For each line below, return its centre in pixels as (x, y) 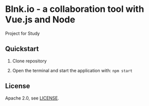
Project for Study (23, 33)
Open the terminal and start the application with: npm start (72, 70)
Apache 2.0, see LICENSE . (32, 98)
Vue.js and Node (40, 20)
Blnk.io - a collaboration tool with (75, 9)
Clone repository (30, 61)
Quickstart (22, 49)
